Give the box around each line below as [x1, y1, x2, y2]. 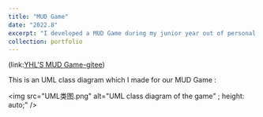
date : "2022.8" [8, 20, 58, 29]
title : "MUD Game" [8, 13, 69, 20]
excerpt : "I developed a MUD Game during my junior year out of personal [8, 29, 257, 37]
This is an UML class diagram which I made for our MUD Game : [8, 75, 217, 85]
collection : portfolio [8, 38, 83, 46]
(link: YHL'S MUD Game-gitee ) [8, 60, 105, 70]
